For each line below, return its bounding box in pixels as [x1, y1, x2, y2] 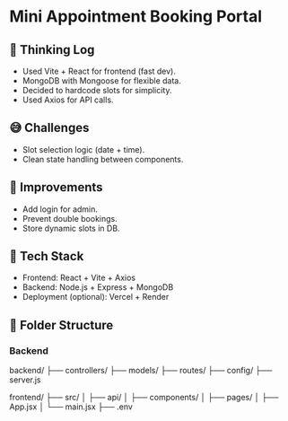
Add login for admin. [22, 204, 99, 215]
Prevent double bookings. [22, 213, 118, 224]
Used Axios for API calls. [22, 94, 114, 105]
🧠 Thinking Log [9, 42, 95, 57]
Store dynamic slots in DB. [22, 223, 120, 233]
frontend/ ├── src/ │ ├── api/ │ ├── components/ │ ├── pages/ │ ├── [9, 392, 279, 403]
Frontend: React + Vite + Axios [22, 272, 136, 284]
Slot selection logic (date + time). [22, 144, 145, 154]
